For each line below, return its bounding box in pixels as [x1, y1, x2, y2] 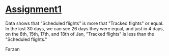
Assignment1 [5, 4, 62, 15]
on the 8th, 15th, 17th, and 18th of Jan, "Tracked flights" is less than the [5, 31, 154, 37]
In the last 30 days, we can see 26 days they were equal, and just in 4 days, [5, 25, 164, 31]
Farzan [5, 46, 20, 52]
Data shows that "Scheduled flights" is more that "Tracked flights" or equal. [5, 20, 164, 26]
